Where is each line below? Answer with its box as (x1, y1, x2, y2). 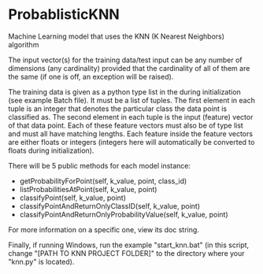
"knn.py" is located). (8, 257, 75, 266)
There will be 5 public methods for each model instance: (8, 161, 191, 170)
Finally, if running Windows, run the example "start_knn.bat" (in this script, (8, 240, 250, 250)
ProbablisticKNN (8, 6, 120, 24)
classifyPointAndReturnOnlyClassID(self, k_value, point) (19, 201, 201, 210)
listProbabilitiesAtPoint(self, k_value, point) (19, 184, 157, 194)
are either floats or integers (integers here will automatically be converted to (8, 137, 255, 146)
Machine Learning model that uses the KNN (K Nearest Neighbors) (8, 31, 225, 41)
